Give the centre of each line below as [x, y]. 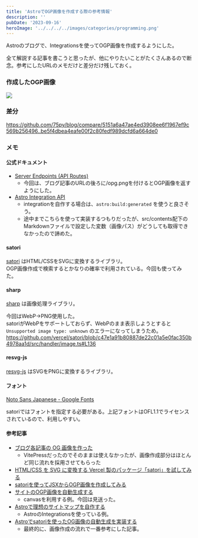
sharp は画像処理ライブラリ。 [42, 304]
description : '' [26, 17]
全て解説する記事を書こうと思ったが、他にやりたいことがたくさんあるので [96, 58]
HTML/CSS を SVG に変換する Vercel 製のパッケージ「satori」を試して [100, 470]
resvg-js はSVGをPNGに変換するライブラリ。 [61, 371]
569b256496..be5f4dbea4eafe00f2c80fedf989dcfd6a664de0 [82, 131]
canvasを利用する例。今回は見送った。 [71, 499]
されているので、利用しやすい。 [45, 419]
